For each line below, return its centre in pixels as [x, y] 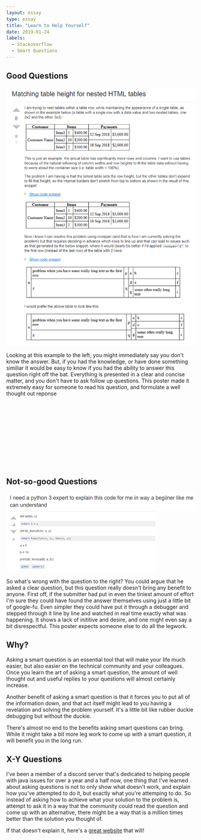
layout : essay [24, 13]
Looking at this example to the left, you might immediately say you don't [95, 355]
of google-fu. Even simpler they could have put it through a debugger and [97, 607]
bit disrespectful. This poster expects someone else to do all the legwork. [97, 626]
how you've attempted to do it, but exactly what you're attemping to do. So [99, 793]
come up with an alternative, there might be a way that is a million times [95, 812]
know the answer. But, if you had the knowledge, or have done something [97, 361]
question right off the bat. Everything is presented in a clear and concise [95, 374]
